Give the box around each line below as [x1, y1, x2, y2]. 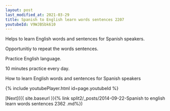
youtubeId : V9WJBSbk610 [5, 21, 56, 27]
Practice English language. [5, 56, 61, 62]
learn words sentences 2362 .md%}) [5, 101, 83, 107]
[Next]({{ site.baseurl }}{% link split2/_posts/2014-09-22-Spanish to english [5, 95, 165, 101]
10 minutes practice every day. [5, 65, 70, 72]
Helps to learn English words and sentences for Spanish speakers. [5, 36, 145, 42]
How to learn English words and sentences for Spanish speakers [5, 75, 141, 82]
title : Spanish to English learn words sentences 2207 [5, 17, 125, 22]
